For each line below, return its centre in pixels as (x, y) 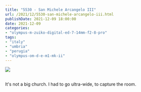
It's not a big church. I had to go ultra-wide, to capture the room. (71, 84)
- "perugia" (17, 51)
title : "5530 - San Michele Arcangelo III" (51, 10)
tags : (11, 38)
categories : (17, 28)
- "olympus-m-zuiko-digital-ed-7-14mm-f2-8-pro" (56, 33)
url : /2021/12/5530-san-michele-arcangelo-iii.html (59, 14)
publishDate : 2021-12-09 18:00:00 (41, 19)
